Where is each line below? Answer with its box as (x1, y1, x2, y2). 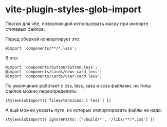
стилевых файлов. (5, 26, 45, 32)
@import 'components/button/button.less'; (5, 65, 98, 70)
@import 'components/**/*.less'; (5, 46, 77, 51)
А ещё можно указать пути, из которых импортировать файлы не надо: (5, 107, 162, 113)
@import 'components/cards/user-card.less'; (5, 73, 102, 79)
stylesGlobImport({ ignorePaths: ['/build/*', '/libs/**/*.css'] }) (5, 117, 155, 122)
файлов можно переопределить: (5, 88, 77, 94)
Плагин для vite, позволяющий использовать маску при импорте (5, 20, 149, 27)
